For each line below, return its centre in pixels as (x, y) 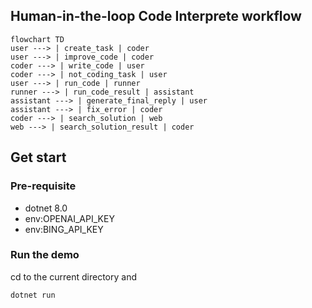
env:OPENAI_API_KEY (69, 218)
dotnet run (33, 295)
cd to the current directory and (73, 276)
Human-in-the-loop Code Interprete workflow (156, 16)
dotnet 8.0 (46, 208)
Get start (38, 157)
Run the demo (45, 255)
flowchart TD (37, 39)
